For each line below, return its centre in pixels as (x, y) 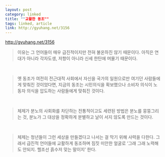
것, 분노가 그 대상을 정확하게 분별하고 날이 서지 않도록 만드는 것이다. (88, 117)
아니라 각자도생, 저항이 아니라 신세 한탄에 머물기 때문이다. (82, 59)
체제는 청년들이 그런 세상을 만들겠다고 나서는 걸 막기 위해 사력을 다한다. (86, 137)
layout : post (19, 10)
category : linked (23, 14)
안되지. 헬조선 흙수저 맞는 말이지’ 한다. (59, 150)
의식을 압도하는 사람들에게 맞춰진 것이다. (66, 91)
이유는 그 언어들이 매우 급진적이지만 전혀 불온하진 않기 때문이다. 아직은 (85, 52)
